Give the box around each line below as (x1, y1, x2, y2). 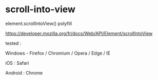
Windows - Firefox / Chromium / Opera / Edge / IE (5, 50, 110, 56)
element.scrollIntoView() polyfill (5, 20, 72, 26)
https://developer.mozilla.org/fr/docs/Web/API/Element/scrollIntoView (5, 30, 153, 36)
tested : (5, 40, 22, 46)
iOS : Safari (5, 60, 29, 66)
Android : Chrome (5, 70, 43, 76)
